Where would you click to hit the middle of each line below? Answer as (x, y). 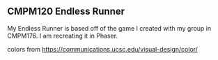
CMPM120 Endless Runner (66, 12)
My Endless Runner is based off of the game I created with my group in (109, 28)
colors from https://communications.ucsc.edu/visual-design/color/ (103, 49)
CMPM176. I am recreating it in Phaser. (63, 36)
